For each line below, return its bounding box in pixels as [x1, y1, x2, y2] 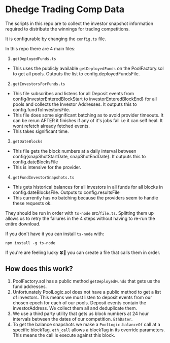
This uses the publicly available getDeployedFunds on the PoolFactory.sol [12, 65, 164, 71]
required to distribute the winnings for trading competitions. [5, 25, 130, 32]
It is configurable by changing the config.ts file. [5, 36, 107, 42]
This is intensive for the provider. [12, 164, 82, 170]
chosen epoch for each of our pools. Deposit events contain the [12, 299, 146, 306]
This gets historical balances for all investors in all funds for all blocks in [12, 184, 163, 190]
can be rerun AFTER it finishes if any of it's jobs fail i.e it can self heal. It [12, 117, 163, 123]
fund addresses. [12, 283, 47, 290]
